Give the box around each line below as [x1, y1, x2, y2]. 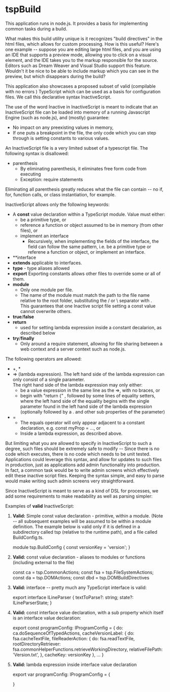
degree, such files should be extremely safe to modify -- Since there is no [5, 445, 160, 452]
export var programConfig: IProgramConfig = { [12, 671, 111, 677]
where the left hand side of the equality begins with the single [20, 398, 150, 404]
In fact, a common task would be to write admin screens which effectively [5, 467, 159, 473]
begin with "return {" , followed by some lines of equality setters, [20, 392, 156, 399]
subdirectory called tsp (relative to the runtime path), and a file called [12, 529, 157, 535]
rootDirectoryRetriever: [12, 641, 61, 647]
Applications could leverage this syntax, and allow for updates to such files [5, 456, 162, 462]
